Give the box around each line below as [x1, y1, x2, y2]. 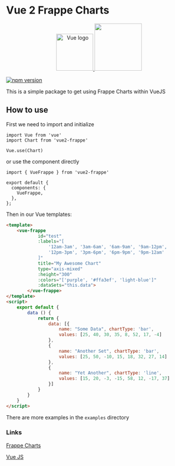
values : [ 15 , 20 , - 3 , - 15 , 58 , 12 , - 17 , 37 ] [58, 376, 170, 382]
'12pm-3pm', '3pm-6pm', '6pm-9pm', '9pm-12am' [48, 250, 165, 255]
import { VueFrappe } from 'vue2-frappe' [6, 169, 110, 175]
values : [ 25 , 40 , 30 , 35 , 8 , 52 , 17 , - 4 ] [58, 332, 162, 338]
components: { [11, 185, 46, 191]
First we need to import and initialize [6, 120, 94, 127]
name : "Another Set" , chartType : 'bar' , [58, 348, 160, 354]
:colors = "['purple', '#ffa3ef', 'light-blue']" [37, 277, 157, 283]
